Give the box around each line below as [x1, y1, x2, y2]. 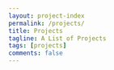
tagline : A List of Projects [8, 34, 107, 43]
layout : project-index [8, 11, 85, 20]
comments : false [8, 49, 63, 57]
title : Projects [8, 27, 63, 35]
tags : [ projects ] [8, 42, 67, 50]
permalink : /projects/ [8, 19, 85, 27]
